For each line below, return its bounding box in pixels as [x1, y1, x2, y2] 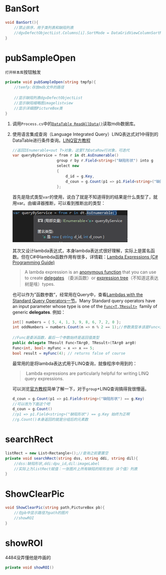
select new [56, 164, 79, 169]
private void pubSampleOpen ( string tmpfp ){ [5, 80, 96, 85]
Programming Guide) [12, 259, 55, 265]
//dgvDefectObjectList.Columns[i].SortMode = [14, 30, 110, 35]
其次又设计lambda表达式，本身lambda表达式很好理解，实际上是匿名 [12, 248, 151, 254]
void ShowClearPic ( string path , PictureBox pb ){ [5, 505, 105, 510]
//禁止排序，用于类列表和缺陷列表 [14, 25, 74, 30]
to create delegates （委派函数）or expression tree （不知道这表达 [24, 275, 159, 281]
